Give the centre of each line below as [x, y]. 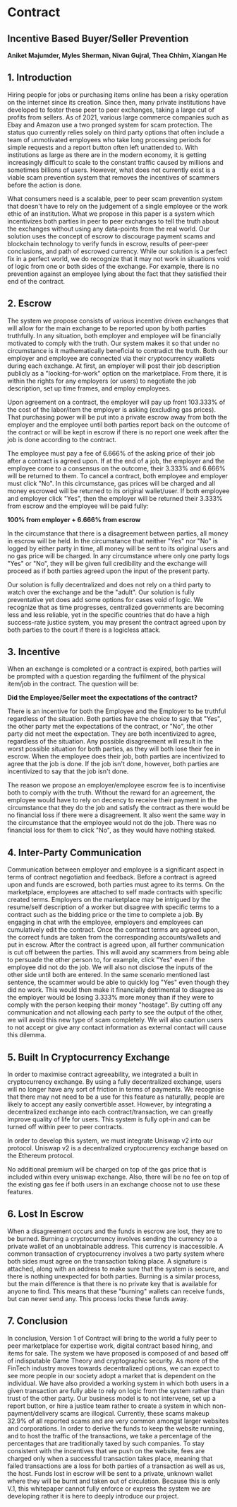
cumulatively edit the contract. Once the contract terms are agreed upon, [114, 930]
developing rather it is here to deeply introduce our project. [93, 1496]
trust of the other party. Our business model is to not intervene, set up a [112, 1398]
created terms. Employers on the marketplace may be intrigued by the [109, 900]
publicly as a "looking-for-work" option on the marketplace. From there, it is [117, 373]
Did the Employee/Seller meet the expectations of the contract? [102, 698]
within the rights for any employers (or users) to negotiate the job [102, 381]
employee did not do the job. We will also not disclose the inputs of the [110, 967]
